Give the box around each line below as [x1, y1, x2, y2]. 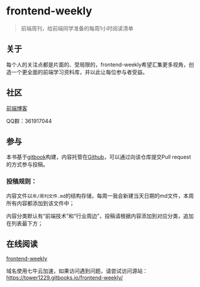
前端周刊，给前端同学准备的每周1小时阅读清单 [20, 25, 134, 32]
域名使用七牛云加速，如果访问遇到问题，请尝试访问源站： [6, 267, 148, 274]
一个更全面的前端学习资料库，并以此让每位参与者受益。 [11, 68, 148, 75]
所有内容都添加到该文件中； [6, 199, 75, 207]
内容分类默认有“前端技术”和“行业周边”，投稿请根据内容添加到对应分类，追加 [6, 212, 194, 219]
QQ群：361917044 [6, 117, 52, 124]
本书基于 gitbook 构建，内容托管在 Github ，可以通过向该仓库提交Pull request [6, 154, 192, 161]
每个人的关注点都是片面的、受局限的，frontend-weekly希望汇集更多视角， [6, 61, 189, 68]
